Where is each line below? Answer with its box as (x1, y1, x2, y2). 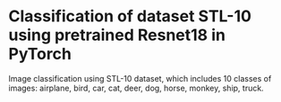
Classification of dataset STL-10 (8, 6, 252, 27)
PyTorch (8, 44, 72, 64)
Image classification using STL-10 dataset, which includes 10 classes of (8, 73, 272, 83)
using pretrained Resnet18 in (8, 25, 226, 45)
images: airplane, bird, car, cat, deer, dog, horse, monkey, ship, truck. (8, 82, 265, 93)
